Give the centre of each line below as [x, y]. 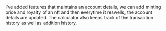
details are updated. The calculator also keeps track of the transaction [79, 18]
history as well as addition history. [41, 23]
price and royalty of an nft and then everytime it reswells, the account [79, 12]
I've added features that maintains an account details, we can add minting [83, 7]
